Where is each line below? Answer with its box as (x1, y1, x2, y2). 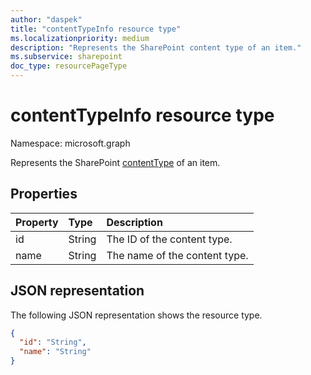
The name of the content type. (106, 248, 249, 262)
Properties (10, 186, 78, 203)
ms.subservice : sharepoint (10, 52, 123, 62)
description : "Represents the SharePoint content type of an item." (10, 42, 302, 53)
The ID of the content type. (106, 232, 233, 246)
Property (15, 215, 59, 229)
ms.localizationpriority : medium (10, 33, 150, 43)
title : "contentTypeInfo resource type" (10, 24, 182, 34)
